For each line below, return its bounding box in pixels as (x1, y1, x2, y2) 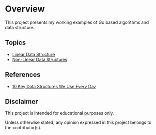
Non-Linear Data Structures (12, 57, 68, 62)
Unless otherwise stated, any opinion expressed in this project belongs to (5, 120, 152, 125)
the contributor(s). (5, 125, 42, 131)
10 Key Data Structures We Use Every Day (12, 83, 96, 89)
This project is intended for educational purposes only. (5, 110, 114, 116)
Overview (5, 3, 45, 15)
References (5, 71, 41, 79)
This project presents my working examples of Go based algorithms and (5, 19, 149, 25)
